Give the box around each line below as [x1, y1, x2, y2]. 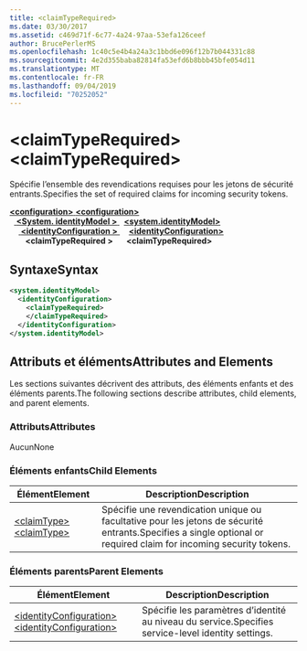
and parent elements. [9, 398, 90, 409]
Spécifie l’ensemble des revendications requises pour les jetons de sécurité [9, 179, 294, 190]
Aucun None [9, 441, 55, 453]
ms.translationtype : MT [9, 65, 101, 74]
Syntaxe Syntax [9, 261, 99, 277]
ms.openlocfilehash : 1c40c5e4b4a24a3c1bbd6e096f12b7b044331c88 [9, 48, 256, 57]
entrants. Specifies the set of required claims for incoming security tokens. [9, 188, 289, 199]
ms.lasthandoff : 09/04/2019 [9, 81, 117, 91]
